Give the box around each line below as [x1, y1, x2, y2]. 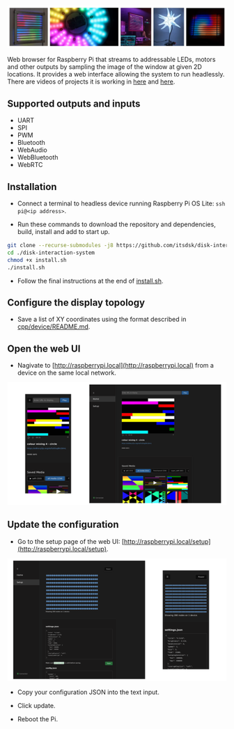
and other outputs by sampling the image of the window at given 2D [7, 63, 202, 71]
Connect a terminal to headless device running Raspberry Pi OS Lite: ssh [17, 199, 226, 207]
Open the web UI [7, 343, 81, 354]
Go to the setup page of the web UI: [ [17, 537, 125, 545]
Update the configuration [7, 519, 119, 531]
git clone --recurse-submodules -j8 [7, 242, 114, 249]
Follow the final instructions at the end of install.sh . [17, 276, 164, 285]
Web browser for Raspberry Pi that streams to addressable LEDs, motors [7, 55, 216, 64]
